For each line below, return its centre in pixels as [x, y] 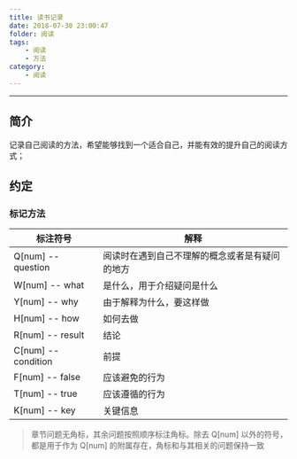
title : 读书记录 [36, 17]
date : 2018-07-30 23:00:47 [59, 26]
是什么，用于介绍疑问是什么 [160, 286]
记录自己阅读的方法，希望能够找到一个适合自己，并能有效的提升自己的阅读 [145, 144]
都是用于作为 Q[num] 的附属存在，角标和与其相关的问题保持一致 [148, 446]
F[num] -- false [47, 377]
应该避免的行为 [134, 377]
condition [33, 362]
